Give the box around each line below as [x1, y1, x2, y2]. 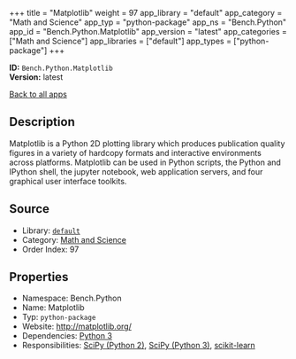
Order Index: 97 [21, 244, 80, 254]
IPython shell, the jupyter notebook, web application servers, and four [9, 166, 263, 176]
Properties [9, 269, 69, 285]
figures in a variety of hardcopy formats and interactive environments [9, 147, 262, 158]
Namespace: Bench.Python [21, 293, 122, 304]
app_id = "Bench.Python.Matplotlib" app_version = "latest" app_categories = [9, 27, 287, 36]
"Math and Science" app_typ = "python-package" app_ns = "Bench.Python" [9, 17, 287, 27]
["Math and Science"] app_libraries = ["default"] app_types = [9, 35, 232, 46]
